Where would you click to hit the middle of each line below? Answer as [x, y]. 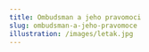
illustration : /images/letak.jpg [71, 33]
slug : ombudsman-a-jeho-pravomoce [74, 26]
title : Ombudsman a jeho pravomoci [75, 17]
